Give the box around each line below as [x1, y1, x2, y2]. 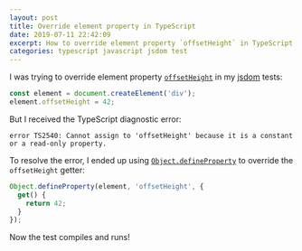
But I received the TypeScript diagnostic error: [9, 114, 183, 125]
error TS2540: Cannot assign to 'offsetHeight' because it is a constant [9, 131, 294, 140]
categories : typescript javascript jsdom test [9, 47, 188, 56]
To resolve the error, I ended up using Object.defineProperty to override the [9, 154, 294, 165]
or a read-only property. [9, 139, 107, 148]
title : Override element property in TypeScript [9, 22, 196, 31]
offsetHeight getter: [9, 164, 86, 175]
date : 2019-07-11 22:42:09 [9, 30, 111, 39]
